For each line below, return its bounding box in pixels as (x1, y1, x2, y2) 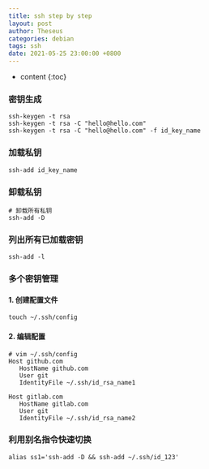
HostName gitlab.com (19, 399, 89, 408)
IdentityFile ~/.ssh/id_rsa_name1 (19, 378, 136, 386)
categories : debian (8, 34, 75, 43)
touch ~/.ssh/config (8, 313, 79, 321)
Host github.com (8, 357, 63, 365)
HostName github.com (19, 364, 89, 372)
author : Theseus (8, 27, 63, 35)
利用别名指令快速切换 (8, 434, 92, 445)
